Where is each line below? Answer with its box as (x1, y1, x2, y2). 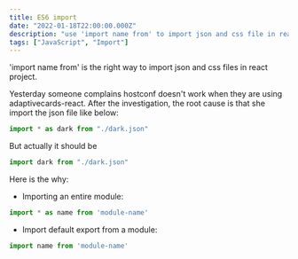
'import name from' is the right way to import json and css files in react (9, 62, 269, 73)
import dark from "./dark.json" (9, 158, 129, 167)
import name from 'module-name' (9, 241, 129, 250)
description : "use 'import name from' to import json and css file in (9, 29, 276, 38)
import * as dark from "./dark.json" (9, 125, 149, 134)
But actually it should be (9, 141, 98, 152)
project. (9, 72, 38, 82)
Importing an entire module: (21, 192, 124, 201)
